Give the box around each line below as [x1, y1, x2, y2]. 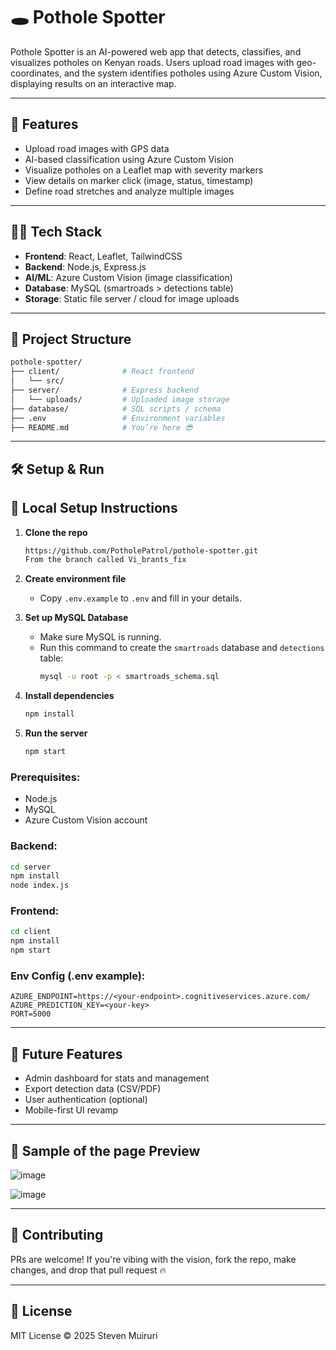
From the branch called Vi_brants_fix [24, 555, 187, 565]
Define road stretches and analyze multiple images [24, 185, 235, 197]
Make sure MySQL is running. [39, 631, 162, 643]
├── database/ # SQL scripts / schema [10, 404, 222, 414]
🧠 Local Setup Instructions [10, 500, 178, 517]
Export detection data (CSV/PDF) [24, 1083, 162, 1095]
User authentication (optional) [24, 1094, 148, 1106]
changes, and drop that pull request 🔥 [10, 1264, 167, 1276]
